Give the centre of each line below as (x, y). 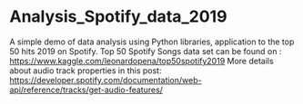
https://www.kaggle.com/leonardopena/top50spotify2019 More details (142, 61)
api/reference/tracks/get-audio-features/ (86, 90)
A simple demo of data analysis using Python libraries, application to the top (152, 42)
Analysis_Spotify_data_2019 (118, 17)
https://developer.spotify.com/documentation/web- (106, 80)
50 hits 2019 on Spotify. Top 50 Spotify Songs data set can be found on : (146, 51)
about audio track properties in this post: (86, 71)
